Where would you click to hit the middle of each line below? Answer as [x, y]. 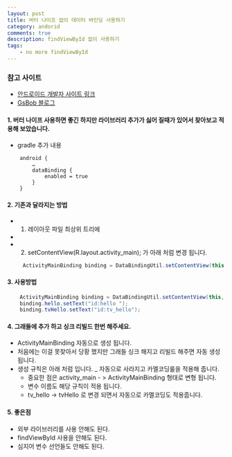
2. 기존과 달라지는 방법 [37, 204]
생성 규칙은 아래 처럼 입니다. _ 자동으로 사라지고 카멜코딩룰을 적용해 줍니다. [118, 369]
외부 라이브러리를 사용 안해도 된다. [63, 429]
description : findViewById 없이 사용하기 [63, 39]
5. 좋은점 [19, 412]
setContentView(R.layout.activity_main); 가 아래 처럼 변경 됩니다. [117, 252]
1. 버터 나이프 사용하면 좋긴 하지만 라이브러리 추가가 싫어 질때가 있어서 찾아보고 [112, 120]
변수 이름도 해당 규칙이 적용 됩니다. [75, 386]
